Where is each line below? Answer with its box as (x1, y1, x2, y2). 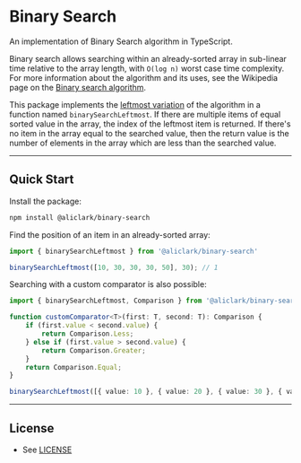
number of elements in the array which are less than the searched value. (9, 137, 277, 148)
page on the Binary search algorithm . (9, 82, 146, 92)
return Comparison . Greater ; (41, 345, 146, 355)
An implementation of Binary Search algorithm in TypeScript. (9, 36, 233, 47)
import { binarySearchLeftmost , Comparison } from (9, 296, 202, 306)
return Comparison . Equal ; (25, 363, 123, 371)
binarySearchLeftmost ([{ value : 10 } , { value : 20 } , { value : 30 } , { (9, 388, 283, 397)
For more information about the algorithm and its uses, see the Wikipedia (9, 72, 279, 83)
